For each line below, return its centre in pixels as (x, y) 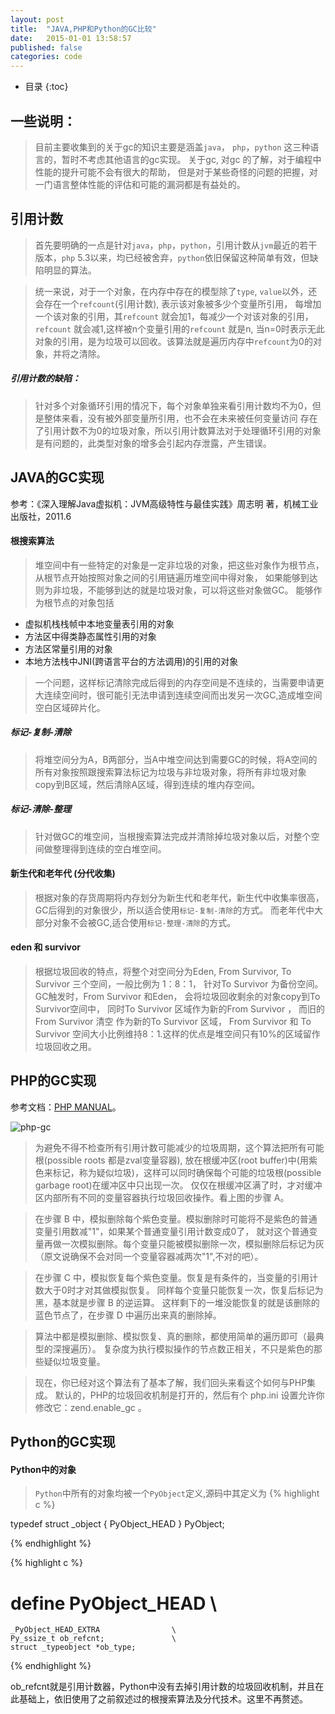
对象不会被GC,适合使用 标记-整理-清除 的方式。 (144, 922)
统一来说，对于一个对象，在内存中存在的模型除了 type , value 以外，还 (176, 291)
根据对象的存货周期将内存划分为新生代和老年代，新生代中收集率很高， (179, 897)
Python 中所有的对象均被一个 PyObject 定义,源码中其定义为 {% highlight (177, 1493)
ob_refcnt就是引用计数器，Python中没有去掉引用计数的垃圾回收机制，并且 (163, 1687)
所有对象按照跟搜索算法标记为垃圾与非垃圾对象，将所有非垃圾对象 (170, 772)
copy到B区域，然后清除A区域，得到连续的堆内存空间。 (147, 784)
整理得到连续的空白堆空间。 (109, 848)
